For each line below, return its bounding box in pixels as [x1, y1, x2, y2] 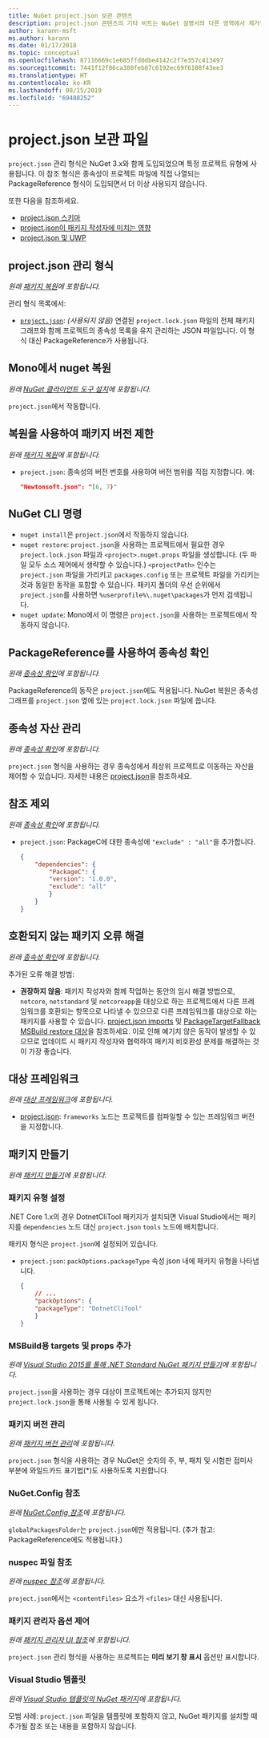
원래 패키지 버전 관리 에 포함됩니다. [8, 1439, 115, 1448]
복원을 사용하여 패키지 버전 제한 [8, 427, 155, 441]
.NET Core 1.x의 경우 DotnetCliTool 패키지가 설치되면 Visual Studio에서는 [8, 1212, 242, 1221]
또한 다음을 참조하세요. [8, 196, 79, 205]
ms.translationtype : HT [8, 71, 88, 79]
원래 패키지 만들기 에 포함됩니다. [8, 1170, 107, 1180]
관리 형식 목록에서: [8, 298, 66, 308]
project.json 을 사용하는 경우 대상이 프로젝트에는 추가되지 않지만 [8, 1387, 212, 1396]
